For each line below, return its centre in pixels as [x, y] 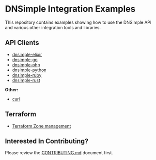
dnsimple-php [26, 64]
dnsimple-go [25, 60]
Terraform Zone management [41, 126]
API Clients [22, 43]
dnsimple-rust [26, 80]
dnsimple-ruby [27, 75]
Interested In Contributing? [47, 141]
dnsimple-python [29, 70]
